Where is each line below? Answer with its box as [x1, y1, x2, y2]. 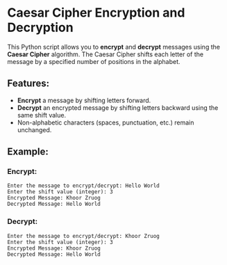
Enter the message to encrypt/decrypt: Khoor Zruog [7, 232, 160, 239]
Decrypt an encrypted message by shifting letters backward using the [17, 103, 219, 112]
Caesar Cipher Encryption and [7, 5, 185, 21]
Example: [7, 146, 49, 158]
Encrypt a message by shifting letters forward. [17, 96, 151, 104]
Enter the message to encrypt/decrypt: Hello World [7, 182, 160, 189]
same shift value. [17, 111, 67, 119]
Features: [7, 78, 50, 90]
